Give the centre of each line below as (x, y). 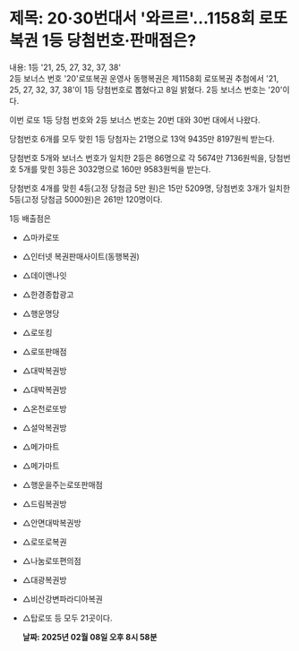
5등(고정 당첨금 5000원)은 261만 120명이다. (86, 199)
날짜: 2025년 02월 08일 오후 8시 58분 (90, 637)
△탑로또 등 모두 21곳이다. (67, 618)
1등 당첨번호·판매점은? (119, 41)
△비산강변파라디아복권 (62, 599)
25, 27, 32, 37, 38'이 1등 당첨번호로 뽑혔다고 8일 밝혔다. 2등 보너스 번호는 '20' (146, 90)
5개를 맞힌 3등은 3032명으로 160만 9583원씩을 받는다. (115, 169)
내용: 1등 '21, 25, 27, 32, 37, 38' (65, 67)
